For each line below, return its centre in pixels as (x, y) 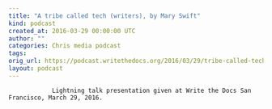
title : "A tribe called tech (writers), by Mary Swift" (104, 16)
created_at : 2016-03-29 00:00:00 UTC (72, 31)
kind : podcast (32, 23)
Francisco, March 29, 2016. (56, 98)
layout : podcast (36, 69)
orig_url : (25, 61)
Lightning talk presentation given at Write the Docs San (151, 90)
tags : (17, 53)
